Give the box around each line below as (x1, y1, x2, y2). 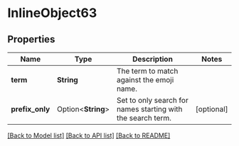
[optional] (195, 104, 228, 114)
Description (132, 55, 173, 64)
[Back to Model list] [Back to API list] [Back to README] (7, 131, 171, 140)
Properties (7, 33, 55, 45)
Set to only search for (116, 96, 188, 105)
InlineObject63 (7, 5, 97, 21)
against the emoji (116, 75, 174, 84)
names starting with (116, 104, 183, 114)
